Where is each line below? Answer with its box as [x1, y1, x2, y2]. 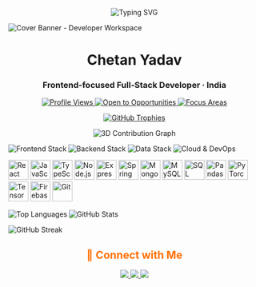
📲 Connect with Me [86, 248, 183, 261]
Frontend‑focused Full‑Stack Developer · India [42, 80, 226, 91]
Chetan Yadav [86, 51, 182, 70]
